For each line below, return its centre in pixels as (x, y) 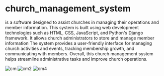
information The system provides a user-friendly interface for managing (79, 43)
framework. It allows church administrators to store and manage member (80, 38)
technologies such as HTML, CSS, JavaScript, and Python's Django (74, 33)
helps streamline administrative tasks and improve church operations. (76, 59)
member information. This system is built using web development (72, 27)
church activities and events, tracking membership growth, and (70, 48)
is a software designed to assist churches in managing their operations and (82, 22)
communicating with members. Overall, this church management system (79, 54)
